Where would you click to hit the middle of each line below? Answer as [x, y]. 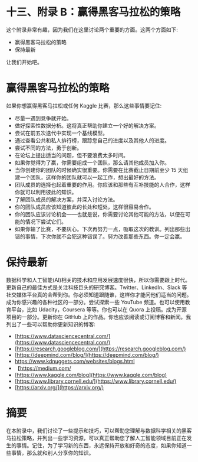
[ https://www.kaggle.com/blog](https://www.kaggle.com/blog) [90, 375]
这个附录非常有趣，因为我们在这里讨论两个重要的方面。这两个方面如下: [92, 30]
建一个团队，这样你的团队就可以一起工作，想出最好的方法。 [87, 177]
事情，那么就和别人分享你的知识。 [52, 453]
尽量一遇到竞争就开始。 [43, 118]
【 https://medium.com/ [43, 368]
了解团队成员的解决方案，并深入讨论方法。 [66, 199]
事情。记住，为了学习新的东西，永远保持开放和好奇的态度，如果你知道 [101, 445]
